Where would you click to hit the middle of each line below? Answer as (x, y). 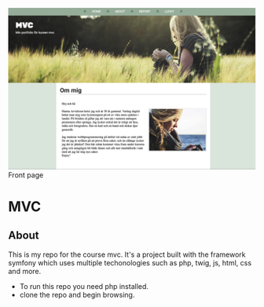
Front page (26, 175)
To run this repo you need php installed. (84, 286)
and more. (25, 271)
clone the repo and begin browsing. (77, 294)
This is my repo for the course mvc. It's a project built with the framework (127, 254)
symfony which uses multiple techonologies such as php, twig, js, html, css (130, 262)
